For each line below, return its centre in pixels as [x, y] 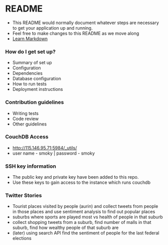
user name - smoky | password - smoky [53, 153]
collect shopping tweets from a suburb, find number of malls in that [82, 222]
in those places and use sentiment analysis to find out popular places [84, 212]
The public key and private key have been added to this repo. [75, 177]
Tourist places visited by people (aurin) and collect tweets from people [85, 206]
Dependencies [27, 73]
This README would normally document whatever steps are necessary [85, 23]
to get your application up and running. [52, 28]
